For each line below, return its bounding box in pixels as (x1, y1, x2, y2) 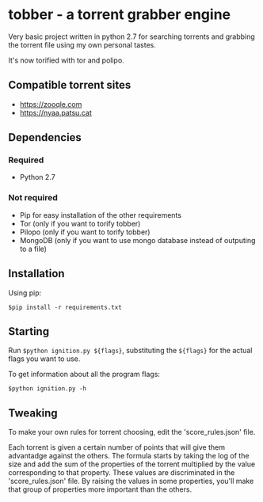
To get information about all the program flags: (8, 370, 161, 379)
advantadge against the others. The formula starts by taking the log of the (8, 451, 250, 461)
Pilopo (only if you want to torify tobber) (19, 227, 151, 237)
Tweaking (8, 406, 58, 420)
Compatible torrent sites (8, 78, 131, 92)
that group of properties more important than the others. (8, 485, 192, 494)
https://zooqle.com (19, 99, 82, 108)
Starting (8, 325, 50, 338)
